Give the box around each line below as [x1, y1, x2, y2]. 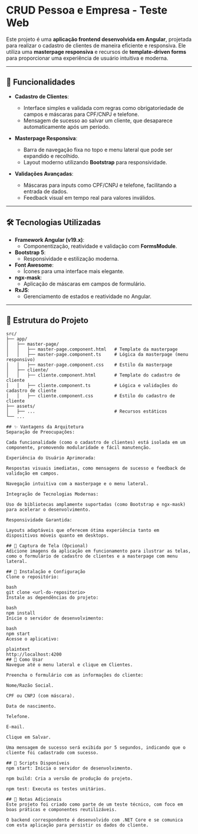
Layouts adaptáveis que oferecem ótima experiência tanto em [6, 527, 160, 534]
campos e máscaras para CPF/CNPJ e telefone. [23, 111, 140, 118]
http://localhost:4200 [6, 651, 62, 658]
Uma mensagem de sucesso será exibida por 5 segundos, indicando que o [6, 745, 186, 751]
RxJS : [14, 286, 29, 293]
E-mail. [6, 724, 25, 730]
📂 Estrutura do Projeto [6, 315, 88, 325]
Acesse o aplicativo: [6, 636, 60, 642]
